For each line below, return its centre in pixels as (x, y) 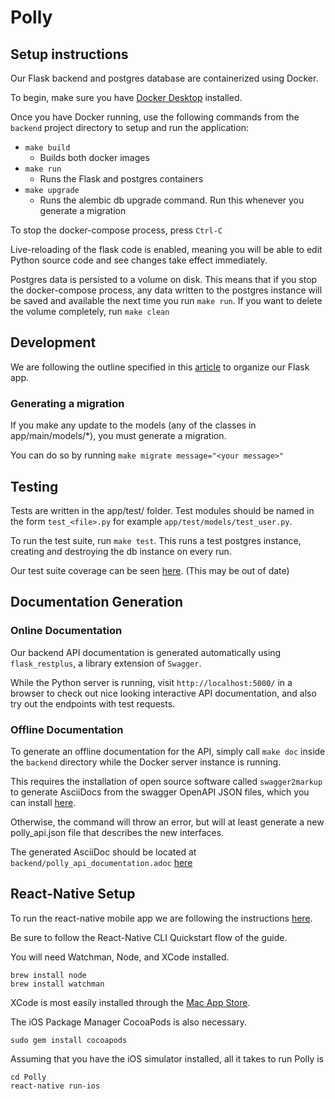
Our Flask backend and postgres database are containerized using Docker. (164, 78)
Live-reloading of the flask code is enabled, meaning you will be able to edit (166, 249)
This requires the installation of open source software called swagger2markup (166, 781)
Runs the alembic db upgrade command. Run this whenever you (172, 200)
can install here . (43, 802)
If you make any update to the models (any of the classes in (133, 425)
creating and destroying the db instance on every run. (121, 551)
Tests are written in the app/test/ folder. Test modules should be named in (162, 510)
